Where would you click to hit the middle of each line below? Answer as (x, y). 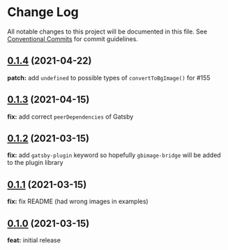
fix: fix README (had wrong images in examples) (78, 201)
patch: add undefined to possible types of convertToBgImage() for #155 (109, 78)
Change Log (43, 12)
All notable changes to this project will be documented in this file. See (107, 31)
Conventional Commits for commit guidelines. (73, 38)
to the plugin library (36, 163)
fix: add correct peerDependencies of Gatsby (70, 117)
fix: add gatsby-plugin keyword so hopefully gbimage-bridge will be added (114, 155)
